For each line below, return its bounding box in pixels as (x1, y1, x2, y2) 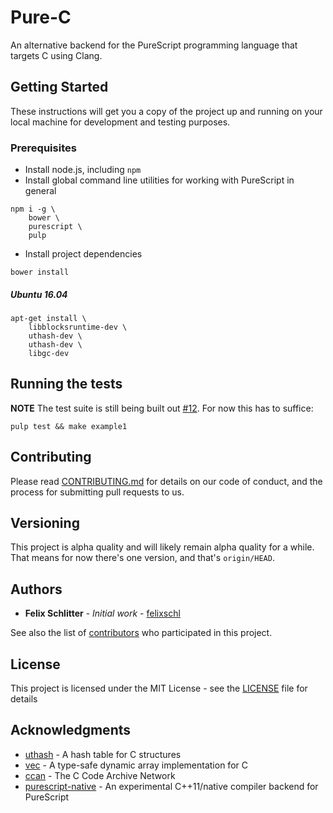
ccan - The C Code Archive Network (24, 769, 176, 781)
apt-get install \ (10, 314, 87, 324)
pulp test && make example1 (10, 421, 128, 431)
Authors (10, 581, 63, 598)
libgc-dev (28, 349, 70, 359)
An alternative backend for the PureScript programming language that (10, 39, 298, 51)
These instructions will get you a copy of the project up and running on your (10, 105, 323, 117)
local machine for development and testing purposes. (10, 116, 231, 128)
